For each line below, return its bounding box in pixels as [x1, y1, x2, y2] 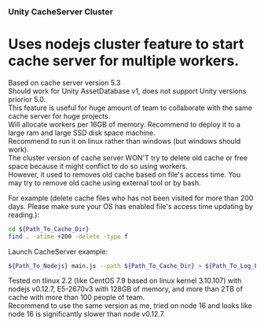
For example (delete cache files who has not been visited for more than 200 [8, 193, 254, 203]
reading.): [8, 210, 40, 219]
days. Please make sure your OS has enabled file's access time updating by [8, 201, 254, 211]
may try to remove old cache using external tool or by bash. [8, 178, 202, 187]
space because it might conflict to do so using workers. [8, 161, 189, 170]
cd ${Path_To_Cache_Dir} [8, 225, 90, 233]
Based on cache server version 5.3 [8, 78, 121, 87]
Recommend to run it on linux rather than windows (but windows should [8, 136, 241, 145]
